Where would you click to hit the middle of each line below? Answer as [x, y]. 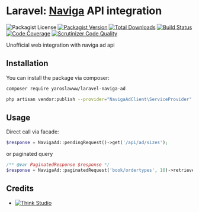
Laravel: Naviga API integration [84, 11]
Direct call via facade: [33, 132]
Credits [20, 189]
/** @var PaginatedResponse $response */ [58, 165]
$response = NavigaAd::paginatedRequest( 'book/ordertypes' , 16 [86, 170]
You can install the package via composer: [58, 77]
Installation [27, 63]
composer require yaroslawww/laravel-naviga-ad [66, 89]
